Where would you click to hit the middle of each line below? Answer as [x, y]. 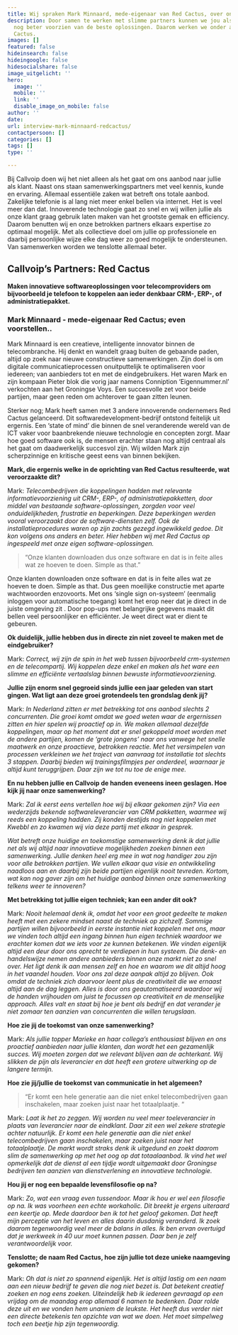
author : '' [23, 113]
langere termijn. [30, 1070]
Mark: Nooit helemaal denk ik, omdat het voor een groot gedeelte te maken [117, 913]
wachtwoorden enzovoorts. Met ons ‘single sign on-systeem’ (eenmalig [112, 594]
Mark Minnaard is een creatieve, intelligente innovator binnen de [101, 344]
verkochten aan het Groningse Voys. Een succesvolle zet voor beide [107, 389]
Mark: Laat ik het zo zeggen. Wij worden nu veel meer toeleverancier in [112, 1118]
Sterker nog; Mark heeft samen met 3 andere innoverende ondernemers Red [119, 411]
